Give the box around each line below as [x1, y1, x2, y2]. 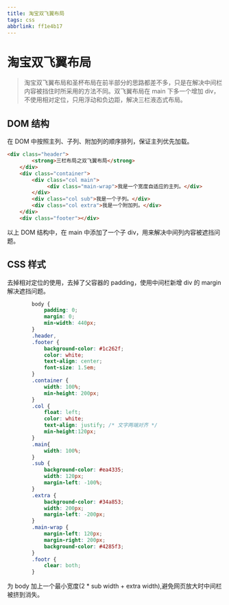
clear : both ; [43, 562, 81, 569]
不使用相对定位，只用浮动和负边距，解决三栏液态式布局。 [23, 95, 186, 104]
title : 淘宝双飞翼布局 [7, 10, 65, 17]
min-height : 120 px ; [43, 429, 97, 435]
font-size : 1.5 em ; [43, 365, 97, 372]
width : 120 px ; [43, 473, 84, 480]
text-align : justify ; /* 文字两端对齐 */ [43, 422, 158, 429]
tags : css [7, 16, 36, 23]
